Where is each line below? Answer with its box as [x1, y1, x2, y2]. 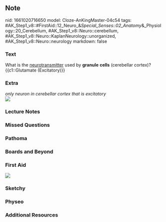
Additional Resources [5, 212, 58, 219]
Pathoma [5, 135, 27, 142]
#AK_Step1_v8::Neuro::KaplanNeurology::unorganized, [5, 33, 116, 39]
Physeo [5, 198, 24, 205]
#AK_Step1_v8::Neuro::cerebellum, [48, 27, 119, 34]
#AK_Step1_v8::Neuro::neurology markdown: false [5, 38, 107, 44]
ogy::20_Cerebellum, [5, 27, 48, 34]
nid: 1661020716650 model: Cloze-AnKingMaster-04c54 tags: [5, 17, 132, 23]
